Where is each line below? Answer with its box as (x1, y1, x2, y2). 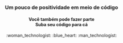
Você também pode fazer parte (28, 16, 95, 22)
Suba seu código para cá (35, 21, 88, 27)
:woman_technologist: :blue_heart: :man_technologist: (6, 33, 117, 39)
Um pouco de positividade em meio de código (4, 4, 118, 11)
